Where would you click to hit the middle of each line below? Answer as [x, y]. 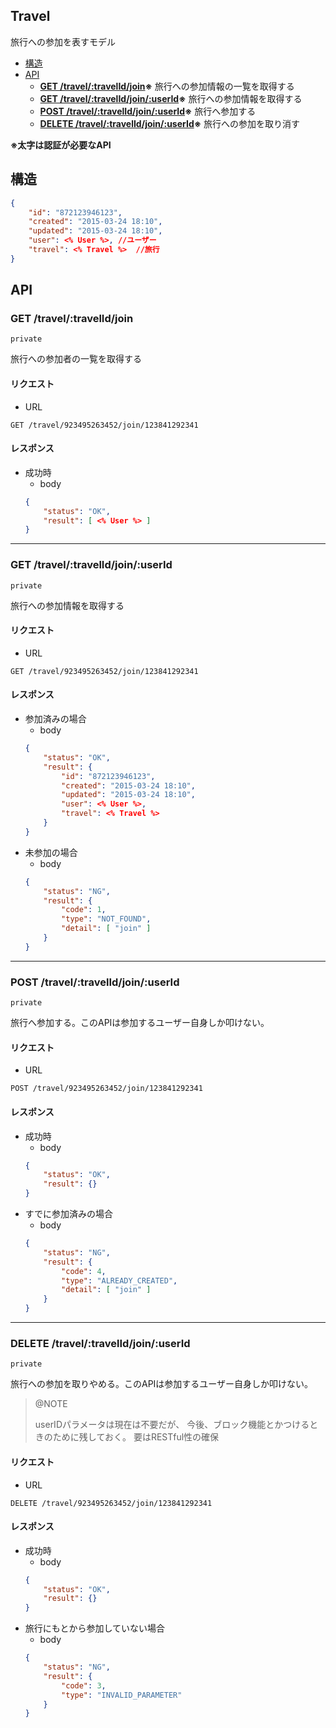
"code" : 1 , [84, 910]
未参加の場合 [51, 852]
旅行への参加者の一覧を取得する [76, 359]
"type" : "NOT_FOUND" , [106, 919]
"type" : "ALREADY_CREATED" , [119, 1280]
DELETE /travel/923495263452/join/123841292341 [111, 1503]
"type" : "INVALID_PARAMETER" [122, 1695]
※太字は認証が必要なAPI [61, 145]
